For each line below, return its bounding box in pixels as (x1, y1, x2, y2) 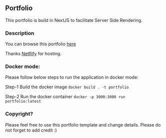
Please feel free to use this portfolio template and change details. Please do (5, 122, 161, 128)
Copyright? (5, 111, 33, 118)
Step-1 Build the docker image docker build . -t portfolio (5, 84, 129, 90)
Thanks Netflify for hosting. (5, 51, 61, 57)
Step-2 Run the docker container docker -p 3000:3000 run (5, 94, 125, 100)
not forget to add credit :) (5, 127, 57, 133)
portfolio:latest (5, 99, 41, 104)
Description (5, 29, 34, 36)
